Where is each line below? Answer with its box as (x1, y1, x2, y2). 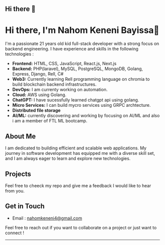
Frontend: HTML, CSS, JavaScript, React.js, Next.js (12, 61, 117, 67)
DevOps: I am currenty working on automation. (12, 87, 108, 93)
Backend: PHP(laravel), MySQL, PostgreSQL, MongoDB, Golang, (12, 66, 143, 72)
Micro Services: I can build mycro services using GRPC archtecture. (12, 102, 151, 108)
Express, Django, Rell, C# (12, 71, 64, 77)
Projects (5, 170, 31, 178)
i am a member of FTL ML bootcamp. (12, 118, 87, 124)
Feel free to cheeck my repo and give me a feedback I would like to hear (5, 182, 151, 189)
